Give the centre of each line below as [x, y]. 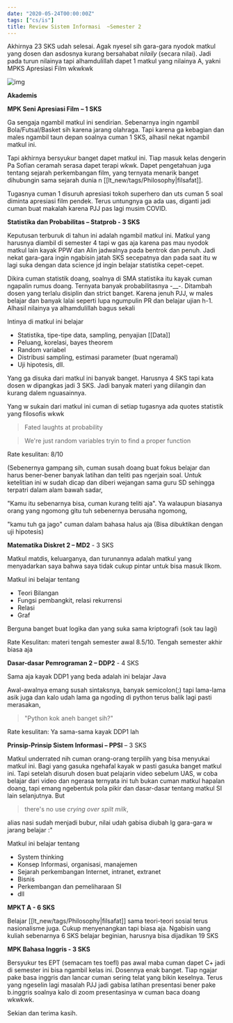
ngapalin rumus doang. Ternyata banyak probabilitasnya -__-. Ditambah [110, 286]
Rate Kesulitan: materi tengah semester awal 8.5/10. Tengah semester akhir [115, 642]
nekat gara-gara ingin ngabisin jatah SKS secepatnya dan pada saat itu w [112, 257]
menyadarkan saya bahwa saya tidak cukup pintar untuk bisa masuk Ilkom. [114, 566]
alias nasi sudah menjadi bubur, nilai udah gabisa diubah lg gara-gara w [110, 823]
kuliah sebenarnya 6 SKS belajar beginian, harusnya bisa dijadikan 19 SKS [113, 936]
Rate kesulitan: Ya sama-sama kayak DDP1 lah [73, 732]
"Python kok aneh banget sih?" [69, 718]
